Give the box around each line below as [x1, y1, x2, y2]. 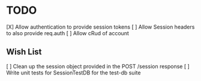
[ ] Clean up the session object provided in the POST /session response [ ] [6, 63, 190, 70]
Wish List [6, 47, 42, 57]
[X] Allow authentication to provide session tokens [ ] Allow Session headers [6, 23, 195, 30]
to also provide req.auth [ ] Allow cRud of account [6, 29, 129, 36]
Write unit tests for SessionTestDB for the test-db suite [6, 69, 141, 76]
